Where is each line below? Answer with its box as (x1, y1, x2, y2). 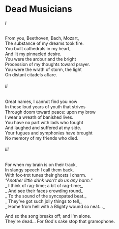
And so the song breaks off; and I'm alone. (5, 213, 91, 219)
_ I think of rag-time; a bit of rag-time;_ (5, 182, 84, 188)
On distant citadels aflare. (5, 72, 58, 78)
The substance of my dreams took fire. (5, 40, 84, 46)
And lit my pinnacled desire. (5, 51, 61, 57)
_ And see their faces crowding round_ (5, 188, 83, 194)
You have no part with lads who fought (5, 119, 84, 125)
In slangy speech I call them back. (5, 166, 74, 173)
